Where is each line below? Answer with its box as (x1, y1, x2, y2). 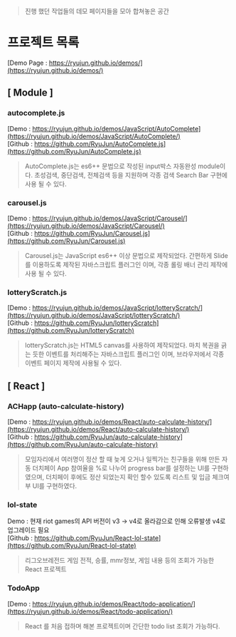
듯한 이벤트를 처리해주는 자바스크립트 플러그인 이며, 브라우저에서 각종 (32, 350, 225, 358)
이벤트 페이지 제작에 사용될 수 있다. (24, 359, 122, 368)
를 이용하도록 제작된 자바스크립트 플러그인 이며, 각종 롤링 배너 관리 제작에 (24, 260, 228, 269)
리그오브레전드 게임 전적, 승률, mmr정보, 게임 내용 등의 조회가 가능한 (24, 556, 215, 565)
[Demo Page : (7, 58, 48, 67)
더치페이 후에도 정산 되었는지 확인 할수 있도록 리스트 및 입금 (45, 472, 211, 481)
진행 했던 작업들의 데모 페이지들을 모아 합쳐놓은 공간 (24, 7, 169, 15)
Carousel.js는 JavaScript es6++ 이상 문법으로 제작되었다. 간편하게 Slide (24, 251, 229, 259)
